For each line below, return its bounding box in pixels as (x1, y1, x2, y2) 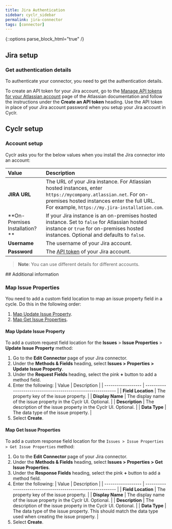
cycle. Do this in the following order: (5, 301, 81, 307)
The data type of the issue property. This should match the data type (12, 508, 159, 514)
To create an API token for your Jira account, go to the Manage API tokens (5, 88, 162, 94)
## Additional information (5, 271, 59, 277)
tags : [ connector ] (5, 22, 45, 27)
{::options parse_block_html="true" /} (5, 36, 84, 42)
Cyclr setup (5, 124, 44, 134)
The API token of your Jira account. (46, 248, 131, 255)
